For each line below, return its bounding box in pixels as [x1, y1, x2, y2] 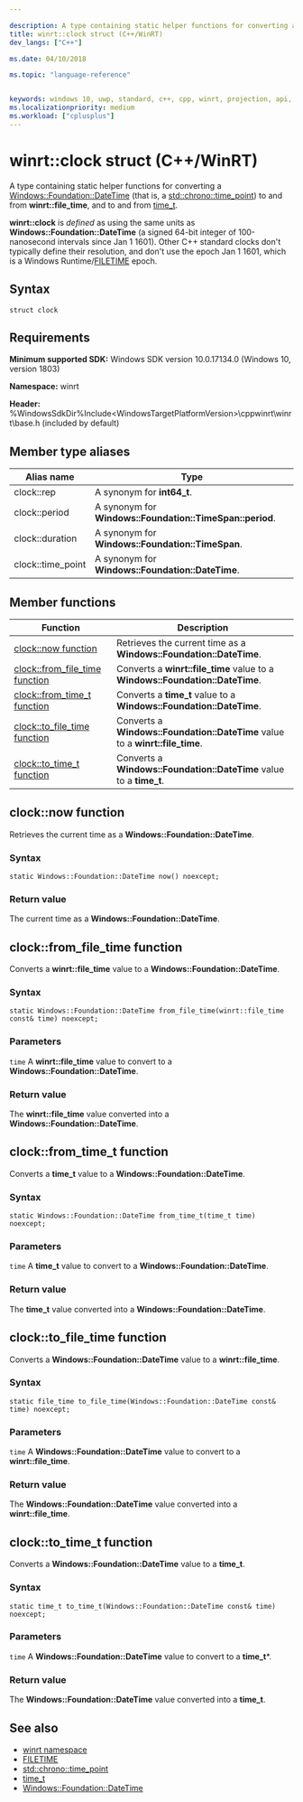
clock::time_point [14, 558, 87, 571]
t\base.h [9, 417, 41, 429]
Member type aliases [9, 443, 131, 459]
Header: [9, 398, 41, 409]
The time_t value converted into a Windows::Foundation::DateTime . [9, 1303, 266, 1314]
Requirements [9, 330, 90, 345]
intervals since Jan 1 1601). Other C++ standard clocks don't [57, 236, 281, 247]
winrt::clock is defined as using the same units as [9, 217, 196, 228]
